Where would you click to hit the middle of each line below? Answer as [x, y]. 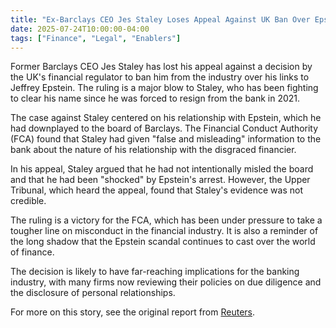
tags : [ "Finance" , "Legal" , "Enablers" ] [96, 38]
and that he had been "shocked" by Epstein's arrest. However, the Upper [160, 180]
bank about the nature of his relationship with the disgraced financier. [153, 150]
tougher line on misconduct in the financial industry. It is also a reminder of [164, 231]
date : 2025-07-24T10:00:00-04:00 [80, 29]
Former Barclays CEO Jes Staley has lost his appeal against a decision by [161, 67]
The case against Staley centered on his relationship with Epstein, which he [166, 118]
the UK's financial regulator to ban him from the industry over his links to [160, 77]
